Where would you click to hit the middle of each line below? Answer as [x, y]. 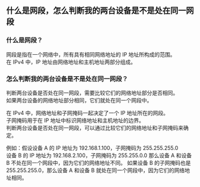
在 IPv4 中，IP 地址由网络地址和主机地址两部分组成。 [71, 62]
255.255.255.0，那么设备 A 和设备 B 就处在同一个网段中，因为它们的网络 [96, 170]
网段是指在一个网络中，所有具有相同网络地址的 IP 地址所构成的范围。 [91, 54]
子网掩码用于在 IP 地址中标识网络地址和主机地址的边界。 [75, 120]
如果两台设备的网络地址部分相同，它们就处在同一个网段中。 [79, 100]
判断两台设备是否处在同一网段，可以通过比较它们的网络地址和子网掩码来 [95, 127]
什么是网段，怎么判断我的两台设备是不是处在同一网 [100, 11]
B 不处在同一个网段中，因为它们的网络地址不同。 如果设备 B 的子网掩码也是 [99, 163]
